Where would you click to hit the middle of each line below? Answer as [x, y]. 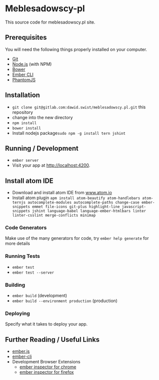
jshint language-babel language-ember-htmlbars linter [89, 211]
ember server [25, 161]
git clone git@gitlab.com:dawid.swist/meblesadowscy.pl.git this [79, 107]
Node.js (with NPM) [32, 64]
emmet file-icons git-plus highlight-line [76, 207]
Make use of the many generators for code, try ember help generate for [77, 238]
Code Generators [26, 228]
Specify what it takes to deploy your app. [46, 324]
